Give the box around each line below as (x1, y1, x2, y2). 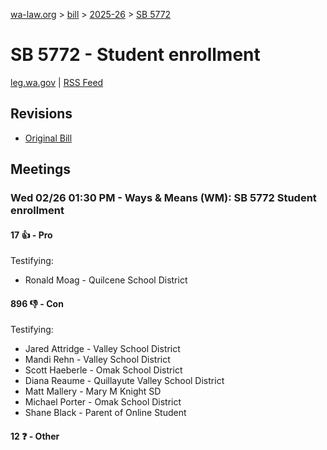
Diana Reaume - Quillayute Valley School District (24, 375, 225, 387)
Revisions (10, 105, 73, 123)
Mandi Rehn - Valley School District (24, 354, 171, 366)
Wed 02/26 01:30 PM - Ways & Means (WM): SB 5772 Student (10, 191, 317, 205)
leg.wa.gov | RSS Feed (10, 76, 104, 88)
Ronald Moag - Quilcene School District (24, 274, 188, 286)
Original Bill (24, 132, 73, 144)
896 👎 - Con (10, 297, 64, 309)
